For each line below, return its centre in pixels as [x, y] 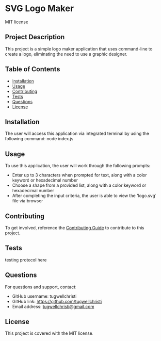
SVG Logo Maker [40, 8]
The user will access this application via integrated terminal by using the [77, 133]
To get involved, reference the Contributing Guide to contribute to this [75, 228]
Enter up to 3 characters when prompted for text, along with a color [79, 175]
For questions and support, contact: [41, 287]
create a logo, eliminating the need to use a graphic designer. [66, 54]
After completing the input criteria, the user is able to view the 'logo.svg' [84, 196]
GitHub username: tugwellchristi [44, 296]
